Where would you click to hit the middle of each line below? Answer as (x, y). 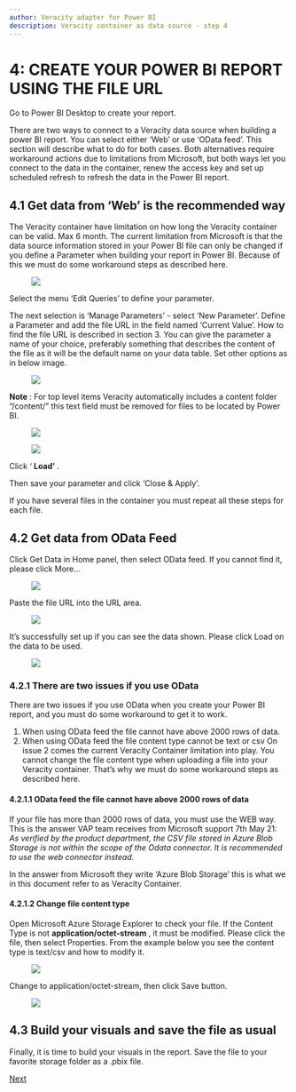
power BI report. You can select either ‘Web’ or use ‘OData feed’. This (136, 139)
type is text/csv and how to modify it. (77, 952)
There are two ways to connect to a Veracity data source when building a (143, 131)
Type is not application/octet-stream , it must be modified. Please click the (147, 933)
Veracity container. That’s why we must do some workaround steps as (150, 769)
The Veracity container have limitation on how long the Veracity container (143, 227)
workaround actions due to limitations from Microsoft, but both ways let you (148, 159)
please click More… (45, 569)
